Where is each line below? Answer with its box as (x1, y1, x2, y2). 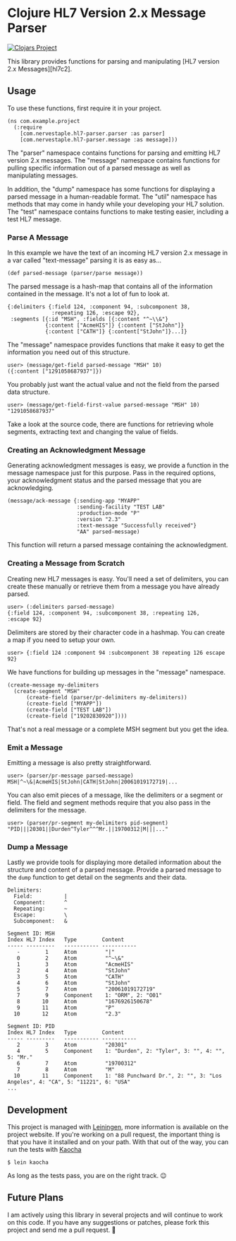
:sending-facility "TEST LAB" (76, 503, 166, 511)
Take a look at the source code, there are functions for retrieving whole (7, 420, 214, 429)
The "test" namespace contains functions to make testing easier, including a (7, 207, 229, 216)
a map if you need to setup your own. (7, 635, 116, 644)
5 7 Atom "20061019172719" (16, 986, 156, 993)
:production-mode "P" (76, 510, 140, 517)
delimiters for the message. (7, 805, 87, 814)
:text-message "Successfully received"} (76, 522, 197, 530)
